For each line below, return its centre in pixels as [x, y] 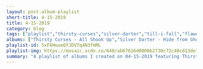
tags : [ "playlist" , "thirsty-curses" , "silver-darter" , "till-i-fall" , [94, 34]
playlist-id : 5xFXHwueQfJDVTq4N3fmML [54, 46]
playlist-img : [24, 51]
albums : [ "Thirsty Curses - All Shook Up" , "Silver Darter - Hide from [97, 40]
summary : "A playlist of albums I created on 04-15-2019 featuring [93, 56]
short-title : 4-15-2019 [36, 17]
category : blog [25, 28]
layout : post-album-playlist [43, 12]
